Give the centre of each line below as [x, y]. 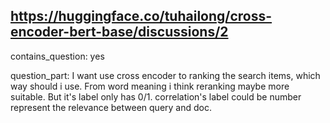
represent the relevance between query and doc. [111, 107]
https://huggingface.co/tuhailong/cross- [141, 16]
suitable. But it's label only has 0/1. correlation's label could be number [156, 96]
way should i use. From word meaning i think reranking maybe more [150, 86]
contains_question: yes [57, 56]
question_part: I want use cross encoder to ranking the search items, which [165, 75]
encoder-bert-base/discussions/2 [119, 32]
